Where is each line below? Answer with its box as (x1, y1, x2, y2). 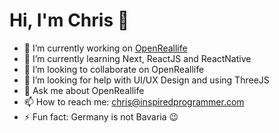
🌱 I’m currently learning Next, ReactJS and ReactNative (23, 52, 252, 64)
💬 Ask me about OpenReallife (23, 84, 145, 96)
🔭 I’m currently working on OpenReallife (23, 42, 188, 54)
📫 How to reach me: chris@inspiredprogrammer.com (23, 95, 245, 108)
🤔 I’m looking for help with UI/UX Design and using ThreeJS (23, 74, 270, 86)
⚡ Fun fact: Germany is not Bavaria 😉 (23, 110, 179, 123)
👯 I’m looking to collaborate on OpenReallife (23, 63, 205, 75)
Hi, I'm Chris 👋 (9, 9, 130, 32)
